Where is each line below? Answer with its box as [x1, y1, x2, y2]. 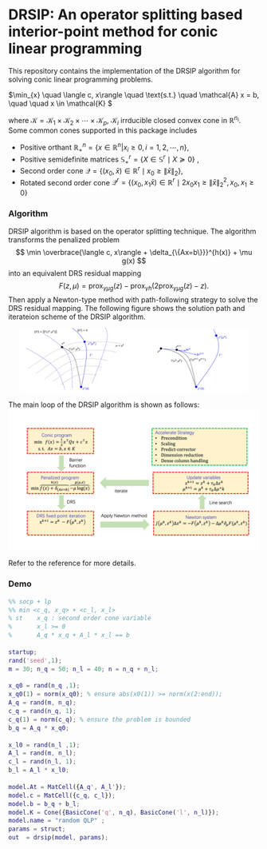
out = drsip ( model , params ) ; [8, 834, 109, 842]
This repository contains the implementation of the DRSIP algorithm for [8, 66, 241, 75]
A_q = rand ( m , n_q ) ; [8, 699, 77, 707]
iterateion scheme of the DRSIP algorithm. [8, 312, 146, 321]
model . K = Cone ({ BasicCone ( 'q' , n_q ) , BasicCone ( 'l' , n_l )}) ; [8, 808, 219, 816]
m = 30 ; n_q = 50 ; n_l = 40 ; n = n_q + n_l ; [8, 665, 159, 673]
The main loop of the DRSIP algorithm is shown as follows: [8, 400, 200, 409]
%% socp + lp [8, 597, 52, 605]
